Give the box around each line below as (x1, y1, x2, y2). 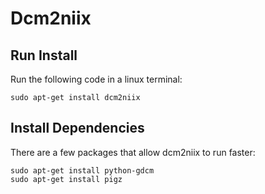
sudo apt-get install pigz (10, 174, 123, 184)
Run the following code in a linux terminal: (10, 73, 183, 85)
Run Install (10, 47, 78, 64)
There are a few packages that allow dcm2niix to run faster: (10, 146, 256, 158)
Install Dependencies (10, 120, 145, 137)
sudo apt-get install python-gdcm (10, 165, 155, 176)
